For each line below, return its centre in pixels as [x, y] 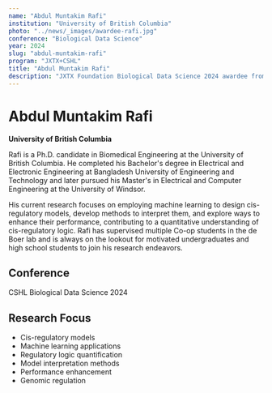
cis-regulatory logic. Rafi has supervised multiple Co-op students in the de [133, 230]
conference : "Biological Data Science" [76, 38]
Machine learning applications [70, 346]
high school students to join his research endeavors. [96, 247]
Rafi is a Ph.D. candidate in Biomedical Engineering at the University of [126, 154]
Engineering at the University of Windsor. [77, 189]
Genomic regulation [53, 381]
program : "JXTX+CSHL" [45, 62]
